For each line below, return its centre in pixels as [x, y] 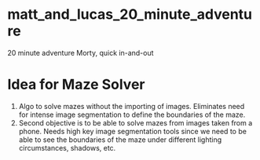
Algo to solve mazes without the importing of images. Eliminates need [132, 106]
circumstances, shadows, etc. [67, 147]
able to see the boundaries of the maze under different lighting [120, 140]
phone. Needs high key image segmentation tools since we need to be [132, 131]
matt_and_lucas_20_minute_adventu [130, 15]
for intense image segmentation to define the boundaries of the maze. [132, 115]
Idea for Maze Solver [76, 85]
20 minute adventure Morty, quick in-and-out [81, 53]
